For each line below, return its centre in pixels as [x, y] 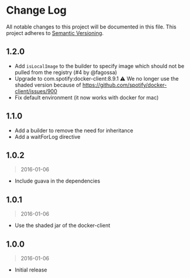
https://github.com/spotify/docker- [125, 85]
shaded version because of [48, 85]
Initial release [31, 270]
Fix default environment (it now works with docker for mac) [87, 97]
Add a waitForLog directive [47, 136]
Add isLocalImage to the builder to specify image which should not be [99, 66]
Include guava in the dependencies [57, 181]
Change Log [36, 10]
